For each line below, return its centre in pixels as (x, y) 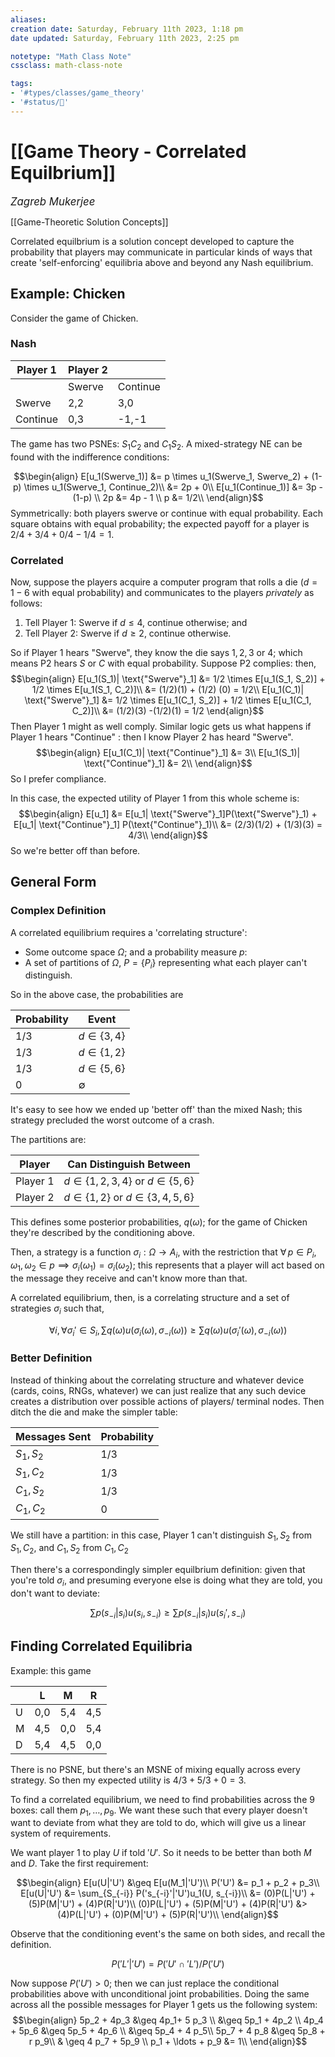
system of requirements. (61, 1833)
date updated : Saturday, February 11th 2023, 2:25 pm (125, 38)
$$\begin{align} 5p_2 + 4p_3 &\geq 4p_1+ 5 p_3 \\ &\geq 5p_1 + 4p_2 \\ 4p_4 (168, 2020)
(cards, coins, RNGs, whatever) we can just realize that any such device (158, 1390)
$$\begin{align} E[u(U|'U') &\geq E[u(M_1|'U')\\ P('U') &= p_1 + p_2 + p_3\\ (168, 1883)
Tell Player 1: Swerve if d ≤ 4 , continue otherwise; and (136, 622)
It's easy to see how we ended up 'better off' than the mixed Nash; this (156, 1110)
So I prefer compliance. (58, 778)
